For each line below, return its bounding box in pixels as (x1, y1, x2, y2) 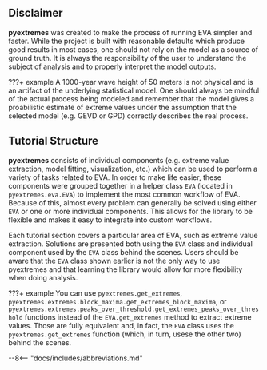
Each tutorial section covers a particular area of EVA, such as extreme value (8, 230, 258, 240)
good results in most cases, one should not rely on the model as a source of (8, 44, 258, 54)
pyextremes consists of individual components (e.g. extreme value (8, 155, 229, 165)
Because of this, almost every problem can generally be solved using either (8, 197, 257, 207)
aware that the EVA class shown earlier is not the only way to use (8, 256, 221, 265)
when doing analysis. (8, 273, 78, 282)
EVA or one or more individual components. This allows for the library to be (8, 206, 253, 216)
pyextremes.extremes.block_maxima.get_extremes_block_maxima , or (8, 296, 227, 306)
